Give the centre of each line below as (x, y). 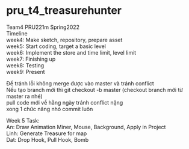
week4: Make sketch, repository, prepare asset (64, 40)
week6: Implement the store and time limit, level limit (71, 52)
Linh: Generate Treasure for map (47, 133)
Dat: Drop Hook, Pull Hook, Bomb (48, 139)
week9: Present (26, 71)
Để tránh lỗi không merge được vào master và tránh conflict (80, 83)
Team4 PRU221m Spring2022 (43, 27)
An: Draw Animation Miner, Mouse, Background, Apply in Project (86, 127)
